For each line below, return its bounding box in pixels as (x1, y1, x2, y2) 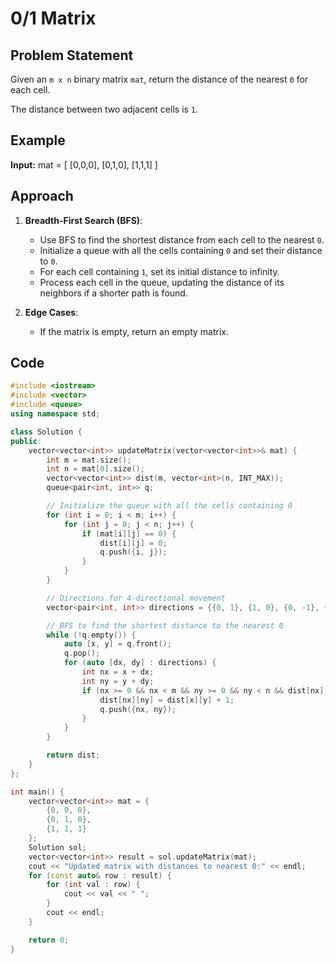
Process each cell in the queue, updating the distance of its (39, 276, 285, 288)
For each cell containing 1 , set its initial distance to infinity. (39, 265, 280, 277)
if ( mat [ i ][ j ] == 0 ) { (81, 528, 177, 539)
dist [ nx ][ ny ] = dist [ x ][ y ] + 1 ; (99, 695, 235, 705)
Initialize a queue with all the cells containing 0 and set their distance (39, 244, 323, 256)
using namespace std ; (10, 409, 101, 419)
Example (10, 132, 66, 149)
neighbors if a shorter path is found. (39, 287, 188, 299)
